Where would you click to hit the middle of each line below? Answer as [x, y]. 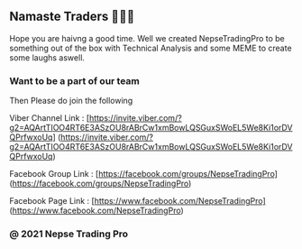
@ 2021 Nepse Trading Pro [69, 234]
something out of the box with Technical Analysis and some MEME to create [151, 48]
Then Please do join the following [71, 101]
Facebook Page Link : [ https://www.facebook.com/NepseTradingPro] [137, 201]
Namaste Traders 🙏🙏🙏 [72, 17]
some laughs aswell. [47, 57]
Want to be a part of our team [74, 80]
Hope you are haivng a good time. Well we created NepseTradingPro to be [147, 38]
